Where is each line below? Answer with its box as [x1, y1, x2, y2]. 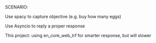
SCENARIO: [5, 4, 28, 10]
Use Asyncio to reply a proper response [5, 23, 85, 29]
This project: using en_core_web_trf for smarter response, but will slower [5, 33, 152, 38]
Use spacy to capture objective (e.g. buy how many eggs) [5, 14, 121, 19]
